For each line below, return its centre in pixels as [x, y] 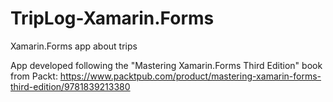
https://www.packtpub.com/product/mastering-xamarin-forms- [190, 76]
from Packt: [34, 76]
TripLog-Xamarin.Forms [112, 18]
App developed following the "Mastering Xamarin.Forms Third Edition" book [166, 65]
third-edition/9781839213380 [70, 86]
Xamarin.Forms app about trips [74, 46]
